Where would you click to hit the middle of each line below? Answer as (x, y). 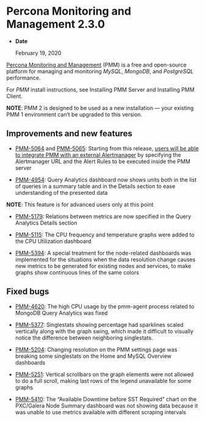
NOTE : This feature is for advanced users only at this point (80, 204)
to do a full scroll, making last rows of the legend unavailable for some (103, 380)
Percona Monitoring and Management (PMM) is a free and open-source (97, 65)
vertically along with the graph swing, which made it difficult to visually (104, 331)
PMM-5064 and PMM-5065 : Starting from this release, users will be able (107, 148)
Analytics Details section (46, 223)
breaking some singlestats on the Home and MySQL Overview (93, 356)
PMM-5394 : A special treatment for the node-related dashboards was (103, 253)
